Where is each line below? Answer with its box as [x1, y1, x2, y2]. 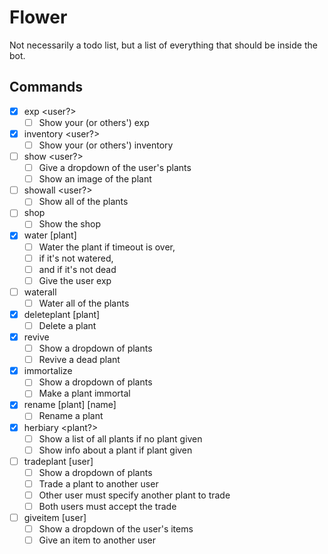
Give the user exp [38, 274, 112, 286]
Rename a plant [38, 410, 104, 422]
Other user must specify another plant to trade [38, 489, 231, 501]
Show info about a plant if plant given [38, 444, 193, 456]
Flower [9, 6, 68, 29]
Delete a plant [38, 319, 97, 331]
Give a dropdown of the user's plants [38, 162, 192, 174]
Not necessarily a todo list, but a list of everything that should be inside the [9, 39, 318, 51]
